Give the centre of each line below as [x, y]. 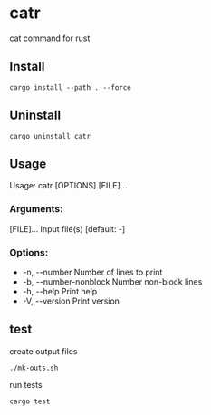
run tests [26, 384]
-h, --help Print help [60, 291]
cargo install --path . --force [70, 87]
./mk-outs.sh [34, 368]
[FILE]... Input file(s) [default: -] [67, 228]
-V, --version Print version [71, 301]
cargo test [30, 401]
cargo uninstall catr [50, 136]
